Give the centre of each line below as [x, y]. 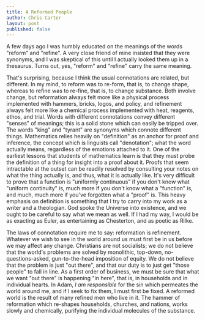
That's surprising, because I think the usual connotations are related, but [98, 78]
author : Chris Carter [34, 18]
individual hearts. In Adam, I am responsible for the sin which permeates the [102, 285]
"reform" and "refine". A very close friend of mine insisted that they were [98, 53]
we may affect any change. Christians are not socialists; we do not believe [100, 246]
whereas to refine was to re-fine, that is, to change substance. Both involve [101, 91]
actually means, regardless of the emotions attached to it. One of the [93, 149]
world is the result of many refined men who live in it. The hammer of [93, 298]
